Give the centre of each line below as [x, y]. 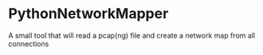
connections [29, 43]
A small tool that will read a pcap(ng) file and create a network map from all [132, 35]
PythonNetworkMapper [88, 14]
